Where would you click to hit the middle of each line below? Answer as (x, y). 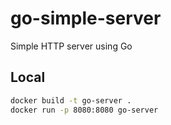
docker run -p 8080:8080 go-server (84, 110)
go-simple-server (86, 18)
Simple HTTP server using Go (71, 46)
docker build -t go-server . (71, 100)
